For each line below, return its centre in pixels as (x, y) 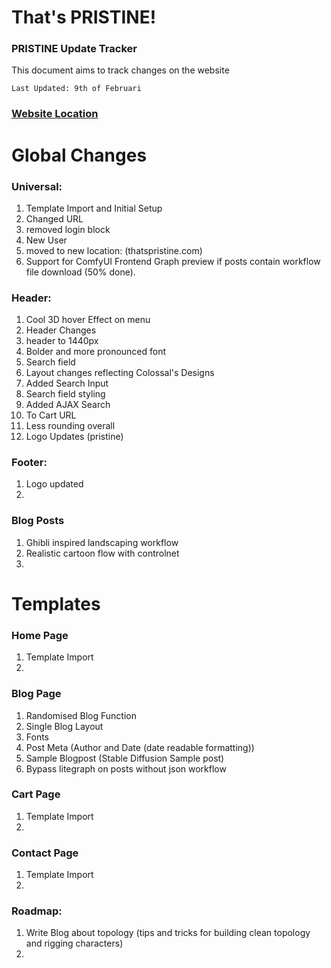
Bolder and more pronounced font (96, 352)
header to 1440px (62, 341)
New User (46, 240)
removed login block (68, 229)
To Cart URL (51, 415)
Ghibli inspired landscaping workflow (102, 542)
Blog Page (36, 694)
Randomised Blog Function (81, 715)
